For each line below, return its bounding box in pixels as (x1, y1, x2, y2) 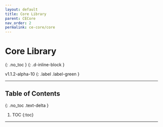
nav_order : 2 (5, 20, 32, 26)
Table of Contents (5, 90, 61, 98)
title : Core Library (5, 12, 47, 16)
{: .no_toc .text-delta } (5, 102, 49, 108)
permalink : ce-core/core (5, 25, 55, 30)
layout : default (5, 7, 38, 12)
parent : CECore (5, 16, 36, 21)
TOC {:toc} (12, 112, 34, 117)
